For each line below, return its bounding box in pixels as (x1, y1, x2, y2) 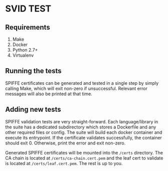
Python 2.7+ (12, 47, 38, 53)
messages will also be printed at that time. (5, 91, 93, 97)
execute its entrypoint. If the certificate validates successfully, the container (5, 134, 162, 140)
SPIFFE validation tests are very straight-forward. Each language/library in (5, 118, 158, 124)
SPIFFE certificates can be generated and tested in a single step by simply (5, 80, 159, 86)
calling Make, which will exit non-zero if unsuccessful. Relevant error (5, 85, 148, 91)
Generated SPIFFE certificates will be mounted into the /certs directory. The (5, 149, 163, 155)
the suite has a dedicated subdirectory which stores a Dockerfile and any (5, 124, 156, 130)
